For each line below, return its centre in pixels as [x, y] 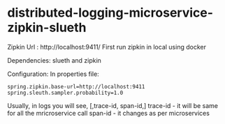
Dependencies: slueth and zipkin [54, 60]
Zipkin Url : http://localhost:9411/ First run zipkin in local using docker [107, 47]
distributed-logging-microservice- [110, 13]
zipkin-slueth [47, 28]
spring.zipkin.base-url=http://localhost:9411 [76, 86]
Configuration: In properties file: [53, 74]
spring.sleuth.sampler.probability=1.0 [65, 93]
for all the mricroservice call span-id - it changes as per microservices [108, 113]
